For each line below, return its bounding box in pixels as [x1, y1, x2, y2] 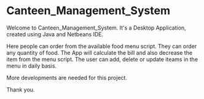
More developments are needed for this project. [6, 74, 128, 81]
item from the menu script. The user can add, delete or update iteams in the [6, 55, 198, 63]
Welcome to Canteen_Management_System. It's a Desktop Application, [6, 24, 186, 31]
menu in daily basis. [6, 62, 57, 69]
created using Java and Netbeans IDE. [6, 30, 103, 38]
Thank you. [6, 85, 35, 93]
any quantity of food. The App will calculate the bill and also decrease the [6, 49, 192, 56]
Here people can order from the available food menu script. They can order [6, 42, 197, 50]
